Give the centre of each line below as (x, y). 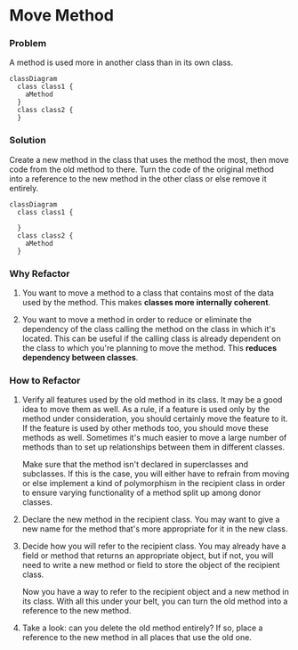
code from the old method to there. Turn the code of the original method (141, 169)
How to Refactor (45, 381)
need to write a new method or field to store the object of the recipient (151, 565)
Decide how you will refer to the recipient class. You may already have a (154, 546)
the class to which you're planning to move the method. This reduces (149, 348)
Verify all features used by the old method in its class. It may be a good (152, 400)
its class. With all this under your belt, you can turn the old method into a (155, 601)
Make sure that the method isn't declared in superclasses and (135, 465)
